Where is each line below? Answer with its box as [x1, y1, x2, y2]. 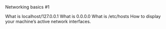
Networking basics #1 [5, 4, 50, 10]
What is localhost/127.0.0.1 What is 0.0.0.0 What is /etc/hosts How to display [5, 14, 161, 19]
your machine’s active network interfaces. [5, 19, 91, 24]
